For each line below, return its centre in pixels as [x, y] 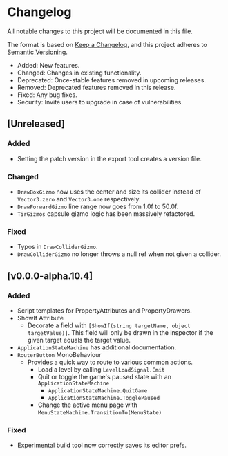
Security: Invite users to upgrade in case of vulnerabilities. [100, 102]
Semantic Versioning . [37, 52]
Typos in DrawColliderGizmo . [57, 247]
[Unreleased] [36, 124]
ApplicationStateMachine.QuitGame [98, 391]
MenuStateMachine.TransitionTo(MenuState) [100, 412]
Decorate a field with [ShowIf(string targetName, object [109, 325]
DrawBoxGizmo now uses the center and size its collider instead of [109, 192]
